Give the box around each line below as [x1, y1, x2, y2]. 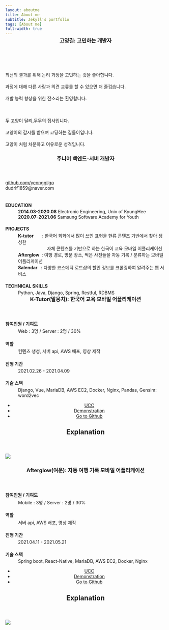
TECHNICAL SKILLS [5, 283, 48, 289]
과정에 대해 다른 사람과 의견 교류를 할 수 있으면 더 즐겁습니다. [5, 83, 126, 90]
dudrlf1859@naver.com [5, 185, 54, 191]
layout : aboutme [5, 7, 40, 13]
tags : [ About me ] [5, 21, 42, 27]
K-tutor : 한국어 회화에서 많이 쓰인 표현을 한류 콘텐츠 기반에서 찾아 [18, 233, 158, 239]
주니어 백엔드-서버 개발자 [57, 155, 115, 162]
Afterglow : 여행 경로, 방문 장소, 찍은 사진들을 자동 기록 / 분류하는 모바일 [18, 252, 164, 258]
